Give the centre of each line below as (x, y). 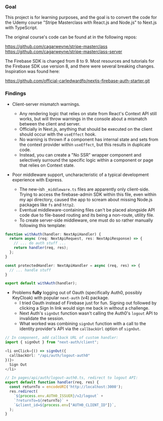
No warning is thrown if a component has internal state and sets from (89, 139)
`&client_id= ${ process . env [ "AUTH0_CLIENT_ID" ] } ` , (65, 405)
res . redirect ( (24, 392)
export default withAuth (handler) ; (41, 283)
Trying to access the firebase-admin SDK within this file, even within (88, 194)
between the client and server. (50, 124)
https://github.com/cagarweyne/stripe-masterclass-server (64, 52)
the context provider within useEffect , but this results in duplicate (85, 144)
